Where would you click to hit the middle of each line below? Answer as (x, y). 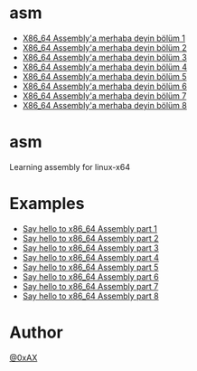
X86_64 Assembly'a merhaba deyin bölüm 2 (104, 47)
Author (36, 332)
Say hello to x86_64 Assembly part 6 (91, 276)
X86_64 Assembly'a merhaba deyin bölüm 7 (104, 95)
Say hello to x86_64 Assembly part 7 (90, 286)
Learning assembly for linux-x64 (70, 166)
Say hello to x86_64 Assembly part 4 (91, 257)
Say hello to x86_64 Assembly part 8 (91, 296)
